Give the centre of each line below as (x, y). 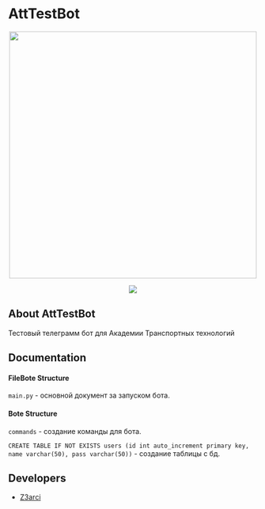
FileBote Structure (39, 378)
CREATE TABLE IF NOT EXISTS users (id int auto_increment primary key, (129, 446)
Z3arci (30, 497)
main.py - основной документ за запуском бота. (89, 395)
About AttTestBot (52, 314)
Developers (37, 478)
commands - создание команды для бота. (75, 431)
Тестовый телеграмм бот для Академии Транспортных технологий (121, 333)
